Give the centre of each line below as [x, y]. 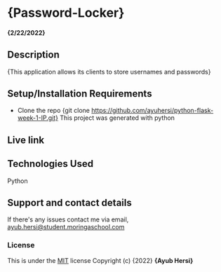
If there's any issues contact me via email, [68, 219]
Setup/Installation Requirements [80, 94]
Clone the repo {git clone [53, 111]
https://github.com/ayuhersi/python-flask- [152, 111]
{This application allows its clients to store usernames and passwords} [109, 72]
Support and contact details [69, 203]
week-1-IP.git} [38, 118]
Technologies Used [50, 164]
